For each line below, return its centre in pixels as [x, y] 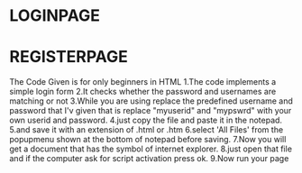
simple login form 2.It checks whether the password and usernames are [143, 92]
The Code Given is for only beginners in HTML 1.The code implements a [143, 82]
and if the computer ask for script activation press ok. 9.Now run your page [149, 159]
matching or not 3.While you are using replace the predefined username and [151, 101]
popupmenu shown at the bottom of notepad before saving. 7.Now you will [148, 140]
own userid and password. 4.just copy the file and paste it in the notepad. [146, 120]
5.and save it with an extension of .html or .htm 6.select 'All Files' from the [146, 130]
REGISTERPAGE [69, 57]
